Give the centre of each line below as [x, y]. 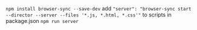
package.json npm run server [42, 21]
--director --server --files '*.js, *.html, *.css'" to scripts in [89, 15]
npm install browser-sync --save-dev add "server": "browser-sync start [98, 9]
